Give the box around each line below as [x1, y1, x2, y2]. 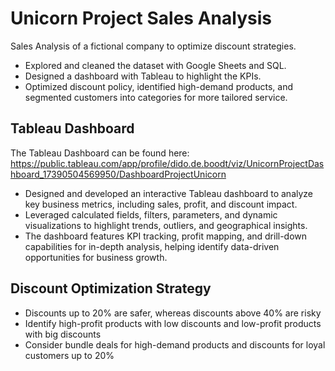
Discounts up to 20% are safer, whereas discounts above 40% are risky [24, 307, 322, 319]
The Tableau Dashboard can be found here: [10, 147, 190, 159]
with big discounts [24, 328, 102, 340]
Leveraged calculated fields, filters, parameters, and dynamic [24, 208, 278, 221]
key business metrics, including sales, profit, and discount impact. [24, 198, 298, 210]
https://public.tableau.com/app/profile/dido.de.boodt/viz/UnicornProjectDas [10, 157, 325, 169]
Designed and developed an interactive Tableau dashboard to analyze [24, 187, 314, 199]
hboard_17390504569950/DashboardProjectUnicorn [10, 168, 227, 180]
